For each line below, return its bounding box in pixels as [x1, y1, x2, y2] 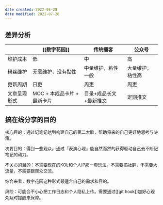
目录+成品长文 [84, 90, 117, 97]
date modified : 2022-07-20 [5, 12, 60, 16]
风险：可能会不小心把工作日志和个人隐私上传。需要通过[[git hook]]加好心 [5, 189, 151, 194]
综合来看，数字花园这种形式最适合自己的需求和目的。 [5, 178, 112, 184]
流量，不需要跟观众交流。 [5, 168, 56, 174]
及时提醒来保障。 [9, 195, 44, 201]
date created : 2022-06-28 [5, 7, 57, 12]
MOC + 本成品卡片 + [32, 90, 79, 97]
